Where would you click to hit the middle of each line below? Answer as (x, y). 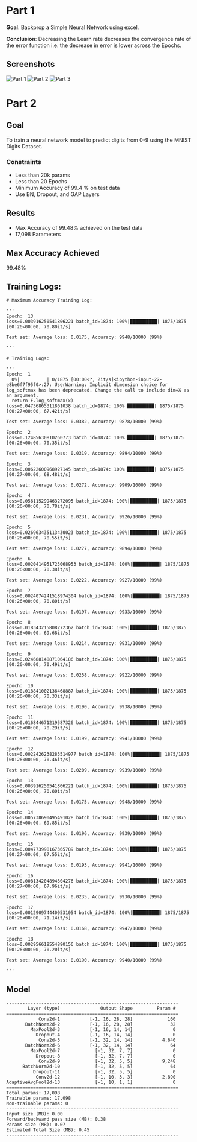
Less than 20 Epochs (41, 182)
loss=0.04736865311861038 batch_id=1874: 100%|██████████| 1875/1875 (95, 406)
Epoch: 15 (20, 844)
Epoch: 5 (19, 528)
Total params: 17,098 (33, 1093)
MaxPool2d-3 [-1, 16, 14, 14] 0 (103, 1030)
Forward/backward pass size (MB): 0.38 (56, 1120)
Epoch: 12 (20, 749)
